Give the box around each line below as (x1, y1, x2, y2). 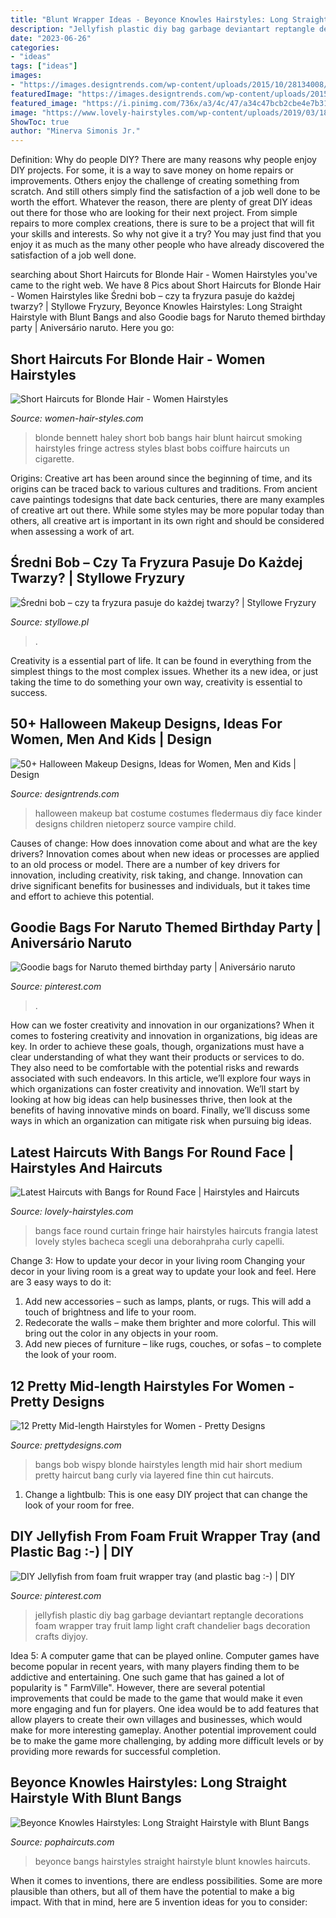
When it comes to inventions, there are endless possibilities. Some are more (10, 1874, 323, 1886)
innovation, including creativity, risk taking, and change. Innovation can (10, 869, 303, 881)
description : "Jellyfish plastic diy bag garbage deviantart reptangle (10, 24, 315, 34)
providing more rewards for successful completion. (10, 1745, 221, 1757)
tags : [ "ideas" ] (10, 61, 78, 71)
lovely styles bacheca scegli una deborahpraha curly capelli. (34, 1236, 285, 1248)
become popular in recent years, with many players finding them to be (10, 1660, 300, 1672)
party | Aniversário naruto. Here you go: (10, 322, 175, 334)
